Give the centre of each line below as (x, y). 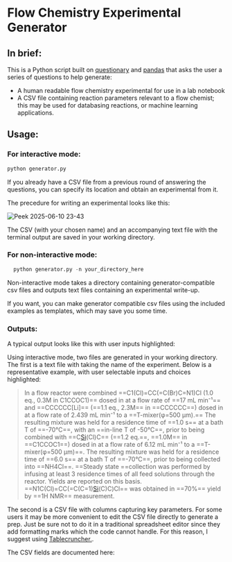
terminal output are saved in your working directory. (81, 237)
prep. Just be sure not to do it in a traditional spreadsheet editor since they (114, 525)
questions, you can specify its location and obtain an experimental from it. (113, 189)
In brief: (25, 53)
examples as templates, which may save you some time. (87, 311)
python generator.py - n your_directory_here (79, 269)
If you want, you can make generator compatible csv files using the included (116, 303)
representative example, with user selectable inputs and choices (99, 372)
